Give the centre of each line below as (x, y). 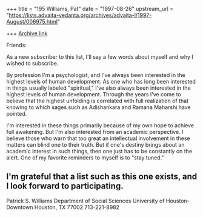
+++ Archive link (27, 33)
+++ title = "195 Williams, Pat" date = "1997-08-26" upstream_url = (90, 9)
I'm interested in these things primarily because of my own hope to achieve (100, 125)
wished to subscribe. (32, 63)
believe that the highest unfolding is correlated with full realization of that (98, 101)
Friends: (17, 45)
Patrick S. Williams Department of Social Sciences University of (85, 201)
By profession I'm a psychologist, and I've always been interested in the (96, 75)
